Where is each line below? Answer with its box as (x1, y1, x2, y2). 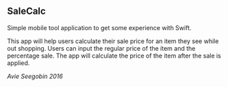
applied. (7, 58, 30, 67)
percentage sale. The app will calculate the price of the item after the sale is (7, 51, 221, 60)
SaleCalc (7, 5, 46, 17)
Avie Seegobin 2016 (7, 72, 63, 80)
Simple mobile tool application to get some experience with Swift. (7, 23, 192, 32)
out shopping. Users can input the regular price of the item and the (7, 44, 196, 52)
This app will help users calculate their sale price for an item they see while (7, 37, 219, 45)
